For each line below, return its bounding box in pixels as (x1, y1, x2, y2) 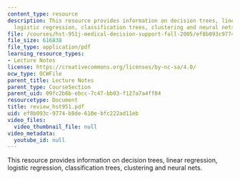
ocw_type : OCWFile (7, 70, 62, 77)
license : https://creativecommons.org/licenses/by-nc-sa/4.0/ (7, 63, 196, 71)
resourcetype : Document (7, 97, 79, 104)
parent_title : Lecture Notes (7, 76, 94, 84)
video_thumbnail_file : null (14, 123, 98, 131)
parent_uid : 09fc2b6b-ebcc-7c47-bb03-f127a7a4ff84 (7, 90, 161, 97)
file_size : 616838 (7, 37, 62, 44)
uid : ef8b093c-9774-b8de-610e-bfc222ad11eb (7, 110, 139, 117)
